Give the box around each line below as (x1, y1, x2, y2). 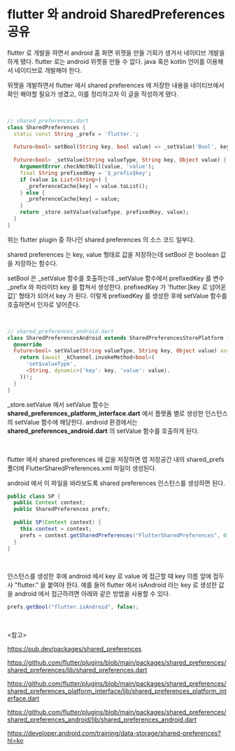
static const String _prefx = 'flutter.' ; (13, 131, 139, 138)
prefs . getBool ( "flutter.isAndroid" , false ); (7, 604, 139, 611)
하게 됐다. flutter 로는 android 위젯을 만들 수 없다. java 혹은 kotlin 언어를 (7, 57, 205, 65)
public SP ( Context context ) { (13, 519, 101, 526)
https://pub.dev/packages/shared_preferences (7, 645, 142, 653)
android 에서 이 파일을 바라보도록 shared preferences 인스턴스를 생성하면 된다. (7, 479, 225, 487)
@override (13, 341, 42, 348)
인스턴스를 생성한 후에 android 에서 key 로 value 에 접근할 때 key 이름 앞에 (7, 572, 212, 580)
